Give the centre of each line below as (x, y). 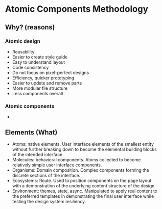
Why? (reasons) (30, 27)
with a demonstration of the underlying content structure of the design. (84, 185)
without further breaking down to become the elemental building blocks (84, 149)
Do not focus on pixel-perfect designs (50, 73)
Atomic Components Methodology (77, 9)
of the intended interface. (38, 154)
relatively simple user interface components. (57, 165)
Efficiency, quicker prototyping (43, 78)
